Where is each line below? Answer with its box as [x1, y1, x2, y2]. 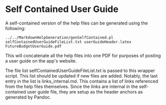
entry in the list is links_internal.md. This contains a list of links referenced [5, 78, 158, 84]
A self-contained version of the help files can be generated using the [5, 20, 148, 26]
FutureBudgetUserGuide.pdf [5, 43, 62, 48]
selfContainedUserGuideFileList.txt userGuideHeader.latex [5, 39, 132, 44]
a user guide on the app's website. [5, 57, 77, 63]
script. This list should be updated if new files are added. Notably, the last [5, 72, 158, 78]
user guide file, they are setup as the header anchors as [27, 88, 143, 94]
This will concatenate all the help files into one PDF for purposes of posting [5, 52, 161, 58]
